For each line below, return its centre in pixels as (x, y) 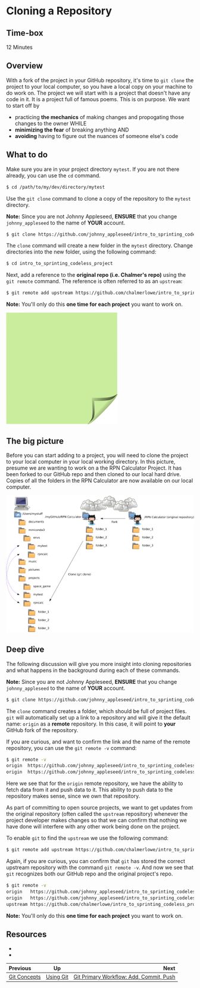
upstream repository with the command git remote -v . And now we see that (100, 868)
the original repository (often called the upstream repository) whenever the (97, 814)
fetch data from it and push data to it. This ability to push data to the (90, 790)
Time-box (25, 33)
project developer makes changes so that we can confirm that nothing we (97, 820)
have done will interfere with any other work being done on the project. (93, 827)
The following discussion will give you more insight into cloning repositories (99, 664)
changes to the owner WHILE (51, 123)
